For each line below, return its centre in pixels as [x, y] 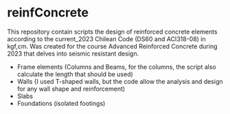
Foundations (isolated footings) [61, 103]
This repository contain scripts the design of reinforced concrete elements [112, 32]
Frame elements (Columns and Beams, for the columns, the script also [116, 67]
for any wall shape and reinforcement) [71, 89]
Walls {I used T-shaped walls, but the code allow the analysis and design [120, 81]
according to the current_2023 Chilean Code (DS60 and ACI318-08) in [106, 38]
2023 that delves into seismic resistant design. [73, 54]
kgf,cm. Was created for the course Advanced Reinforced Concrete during [112, 46]
